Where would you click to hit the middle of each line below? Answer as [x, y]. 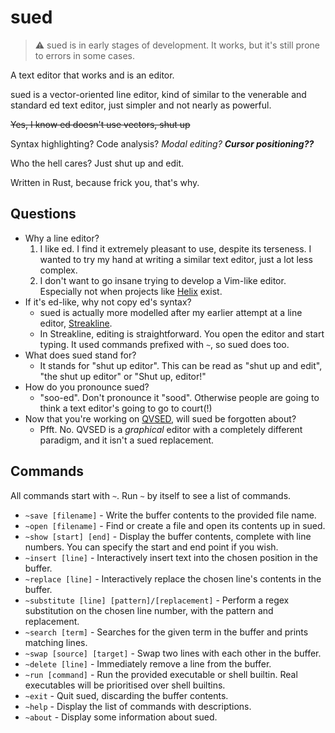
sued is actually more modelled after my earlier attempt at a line [171, 312]
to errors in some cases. [84, 55]
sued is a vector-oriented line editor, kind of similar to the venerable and [158, 94]
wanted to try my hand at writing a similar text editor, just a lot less [176, 259]
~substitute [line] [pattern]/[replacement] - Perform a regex [157, 600]
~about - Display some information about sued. [121, 717]
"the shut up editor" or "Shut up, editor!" [123, 376]
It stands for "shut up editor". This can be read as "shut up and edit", [181, 365]
